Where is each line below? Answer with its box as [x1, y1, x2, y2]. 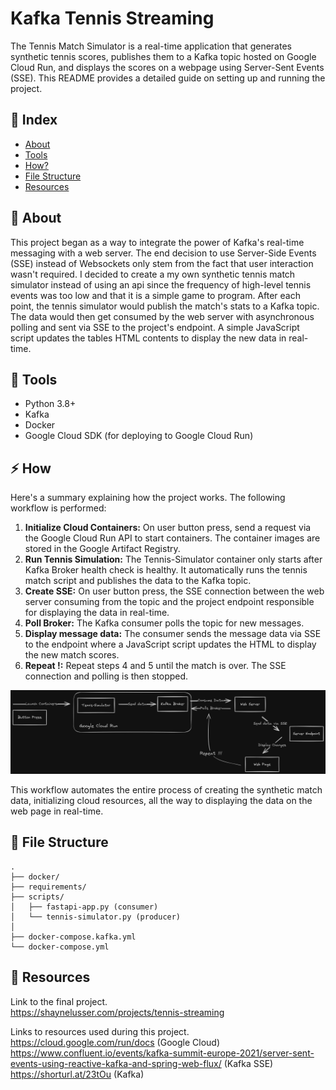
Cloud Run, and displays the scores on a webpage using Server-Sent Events [10, 61, 325, 73]
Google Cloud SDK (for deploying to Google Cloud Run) [24, 430, 254, 442]
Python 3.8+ [24, 398, 77, 410]
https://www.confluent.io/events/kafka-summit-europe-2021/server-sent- [10, 1047, 315, 1059]
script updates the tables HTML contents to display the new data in [10, 332, 287, 344]
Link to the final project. [10, 995, 108, 1007]
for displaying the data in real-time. [24, 607, 170, 619]
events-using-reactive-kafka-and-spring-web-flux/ [10, 1057, 222, 1069]
